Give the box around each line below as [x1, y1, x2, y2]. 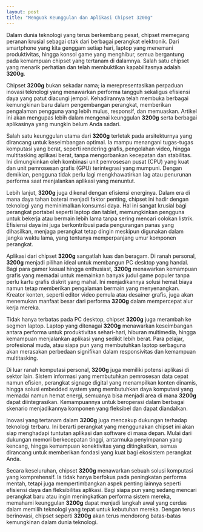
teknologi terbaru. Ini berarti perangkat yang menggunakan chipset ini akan [6, 423, 195, 430]
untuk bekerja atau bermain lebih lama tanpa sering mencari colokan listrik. [6, 215, 194, 222]
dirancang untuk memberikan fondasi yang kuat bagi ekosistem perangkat [6, 448, 192, 456]
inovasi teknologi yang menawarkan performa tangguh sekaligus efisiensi [6, 88, 190, 95]
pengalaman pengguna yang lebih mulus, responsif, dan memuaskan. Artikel [6, 107, 197, 115]
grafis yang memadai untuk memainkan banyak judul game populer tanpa [6, 271, 190, 279]
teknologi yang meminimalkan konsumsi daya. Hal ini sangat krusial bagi [6, 201, 187, 209]
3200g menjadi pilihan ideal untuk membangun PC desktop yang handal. [6, 258, 189, 266]
